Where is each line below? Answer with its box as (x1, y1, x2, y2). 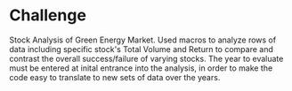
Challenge (9, 5, 87, 26)
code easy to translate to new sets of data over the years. (9, 72, 221, 82)
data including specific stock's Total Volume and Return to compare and (9, 43, 273, 54)
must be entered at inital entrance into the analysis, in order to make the (9, 63, 273, 73)
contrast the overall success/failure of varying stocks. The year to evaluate (9, 53, 284, 64)
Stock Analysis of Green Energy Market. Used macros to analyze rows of (9, 34, 277, 45)
